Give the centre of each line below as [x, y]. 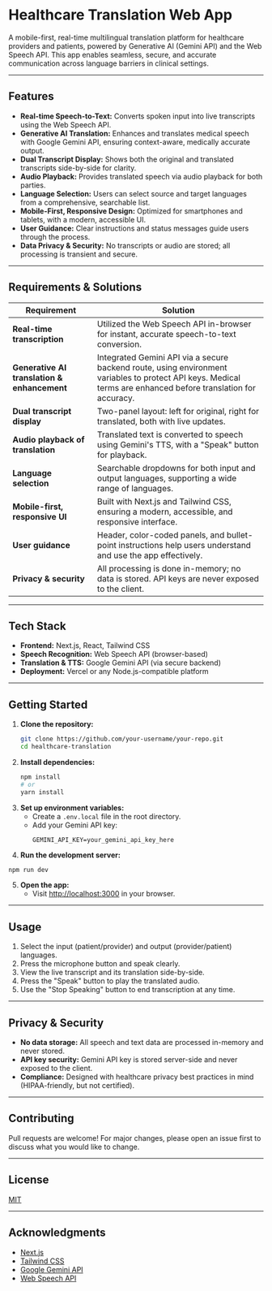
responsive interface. [137, 521]
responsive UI [40, 516]
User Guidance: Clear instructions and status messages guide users [134, 228]
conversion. [119, 344]
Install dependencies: [57, 762]
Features [31, 96]
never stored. [42, 1051]
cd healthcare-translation [66, 747]
